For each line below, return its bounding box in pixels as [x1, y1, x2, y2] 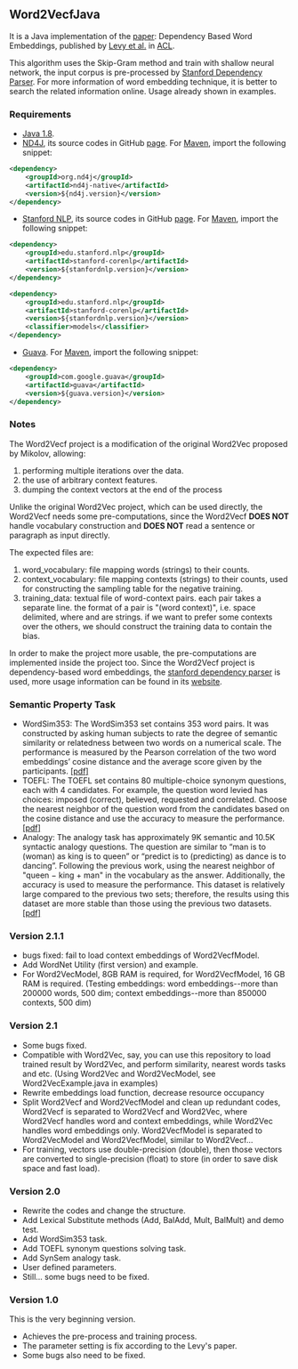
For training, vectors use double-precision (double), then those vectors [21, 1144, 283, 1154]
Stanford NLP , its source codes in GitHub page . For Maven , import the [21, 214, 278, 224]
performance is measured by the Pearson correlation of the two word [21, 747, 277, 757]
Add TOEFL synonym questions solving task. [21, 1243, 187, 1253]
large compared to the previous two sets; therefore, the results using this [21, 889, 290, 900]
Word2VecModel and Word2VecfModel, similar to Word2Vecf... [21, 1134, 254, 1145]
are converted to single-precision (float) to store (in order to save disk [21, 1153, 278, 1164]
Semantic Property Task [9, 698, 116, 710]
